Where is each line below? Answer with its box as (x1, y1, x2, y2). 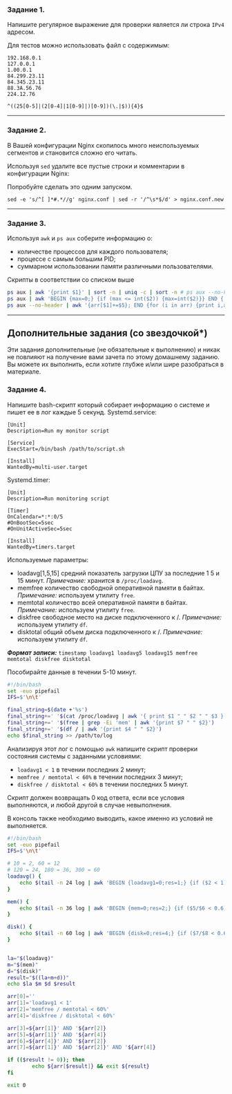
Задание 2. (7, 126, 47, 135)
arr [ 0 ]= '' (7, 993, 36, 1000)
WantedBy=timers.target (7, 544, 76, 550)
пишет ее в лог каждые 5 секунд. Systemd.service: (7, 407, 157, 416)
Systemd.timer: (7, 475, 50, 484)
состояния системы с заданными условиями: (7, 751, 142, 760)
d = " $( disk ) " (7, 968, 41, 975)
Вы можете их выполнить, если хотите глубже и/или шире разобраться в (7, 361, 224, 369)
